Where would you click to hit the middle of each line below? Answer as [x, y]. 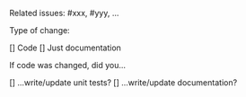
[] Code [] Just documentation [65, 48]
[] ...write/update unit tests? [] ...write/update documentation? [123, 83]
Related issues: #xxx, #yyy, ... [64, 13]
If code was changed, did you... [68, 65]
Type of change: [40, 30]
